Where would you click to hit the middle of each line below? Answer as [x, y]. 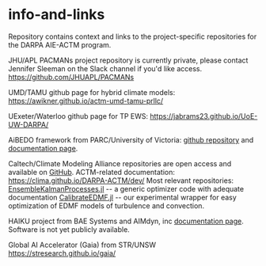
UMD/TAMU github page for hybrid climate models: [92, 92]
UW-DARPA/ [28, 124]
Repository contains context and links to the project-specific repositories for [133, 36]
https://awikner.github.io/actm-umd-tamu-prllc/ [86, 101]
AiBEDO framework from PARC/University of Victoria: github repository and [131, 139]
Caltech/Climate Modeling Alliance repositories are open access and [120, 163]
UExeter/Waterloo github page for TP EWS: [78, 116]
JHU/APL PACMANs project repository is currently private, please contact [128, 60]
